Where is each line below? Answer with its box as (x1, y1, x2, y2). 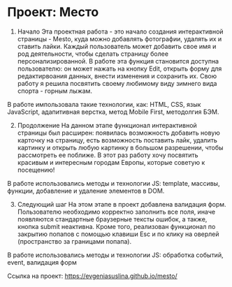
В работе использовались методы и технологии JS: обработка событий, (7, 251, 224, 259)
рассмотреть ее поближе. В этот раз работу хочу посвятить (17, 151, 198, 159)
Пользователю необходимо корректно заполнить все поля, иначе (17, 207, 215, 216)
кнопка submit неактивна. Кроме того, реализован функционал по (17, 222, 216, 230)
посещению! (17, 165, 55, 174)
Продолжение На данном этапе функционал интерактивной (17, 121, 197, 129)
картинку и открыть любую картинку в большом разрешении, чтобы (17, 143, 224, 152)
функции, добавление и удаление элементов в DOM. (7, 186, 165, 195)
